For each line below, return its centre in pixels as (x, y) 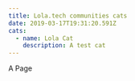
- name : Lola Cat (45, 38)
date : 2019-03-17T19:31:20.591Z (62, 23)
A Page (20, 68)
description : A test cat (64, 46)
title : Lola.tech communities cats (68, 16)
